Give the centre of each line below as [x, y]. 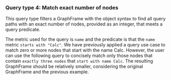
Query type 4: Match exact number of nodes [62, 8]
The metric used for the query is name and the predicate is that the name [80, 39]
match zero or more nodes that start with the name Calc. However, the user [85, 50]
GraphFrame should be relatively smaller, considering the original [74, 66]
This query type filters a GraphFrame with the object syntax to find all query [85, 19]
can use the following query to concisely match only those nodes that [79, 56]
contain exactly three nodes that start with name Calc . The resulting [79, 61]
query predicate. [23, 30]
